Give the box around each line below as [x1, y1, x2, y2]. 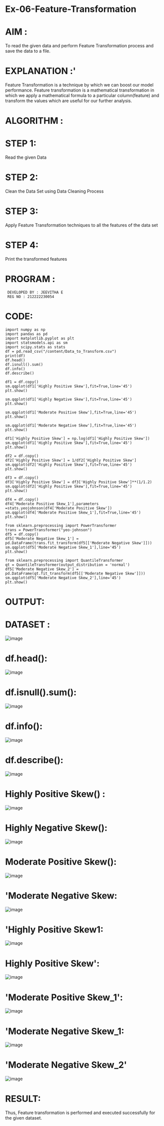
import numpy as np [5, 327, 46, 332]
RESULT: [5, 1093, 41, 1105]
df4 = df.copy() [5, 497, 39, 502]
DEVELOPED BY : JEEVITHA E [7, 290, 64, 295]
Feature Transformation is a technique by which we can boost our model [5, 82, 154, 88]
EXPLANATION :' [5, 66, 76, 77]
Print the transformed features [5, 256, 67, 262]
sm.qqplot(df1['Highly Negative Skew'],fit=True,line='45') [5, 397, 133, 402]
